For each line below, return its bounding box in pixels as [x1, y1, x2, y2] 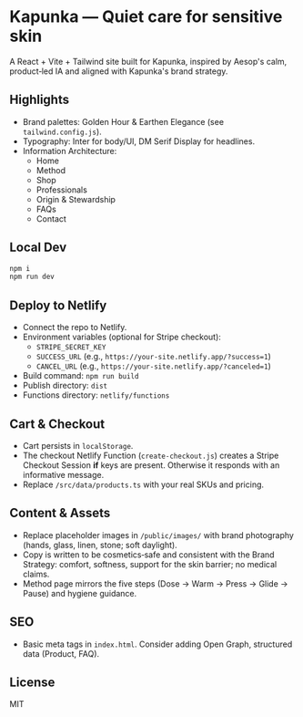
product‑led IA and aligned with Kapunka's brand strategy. [9, 66, 228, 77]
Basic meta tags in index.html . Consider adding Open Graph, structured [22, 639, 293, 649]
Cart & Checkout [9, 416, 106, 431]
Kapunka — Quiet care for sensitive [9, 6, 283, 27]
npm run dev [9, 272, 55, 282]
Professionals [35, 184, 88, 195]
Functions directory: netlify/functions [22, 390, 170, 400]
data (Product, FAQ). [22, 648, 100, 659]
